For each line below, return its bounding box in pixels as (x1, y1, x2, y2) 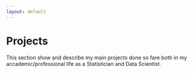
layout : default (6, 8, 46, 15)
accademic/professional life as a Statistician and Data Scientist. (6, 60, 162, 67)
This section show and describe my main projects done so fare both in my (6, 54, 187, 61)
